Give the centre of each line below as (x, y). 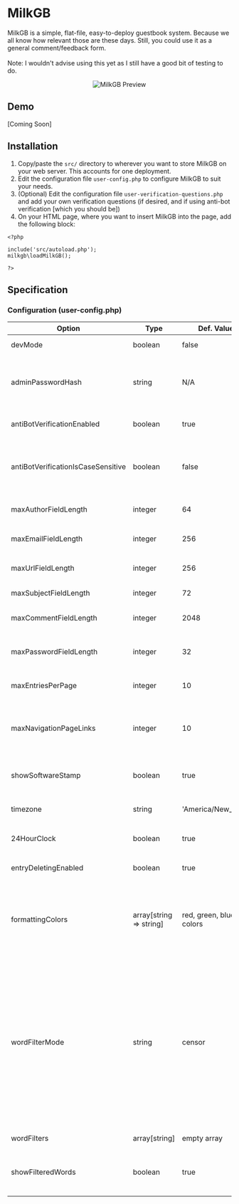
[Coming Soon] (30, 124)
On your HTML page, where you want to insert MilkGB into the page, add (124, 216)
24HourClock (33, 839)
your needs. (35, 186)
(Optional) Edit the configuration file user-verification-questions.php (120, 194)
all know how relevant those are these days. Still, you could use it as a (110, 40)
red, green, (200, 915)
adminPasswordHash (46, 382)
